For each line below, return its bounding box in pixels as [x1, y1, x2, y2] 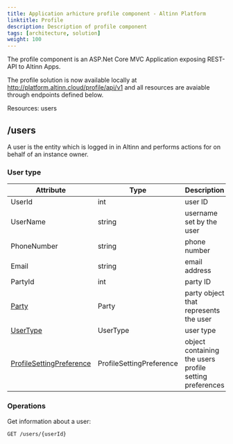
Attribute [35, 186, 67, 195]
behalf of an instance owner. [7, 150, 89, 158]
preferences [184, 380, 225, 390]
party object [184, 288, 225, 298]
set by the [184, 217, 217, 227]
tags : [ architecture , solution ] [7, 29, 101, 37]
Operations [7, 401, 46, 411]
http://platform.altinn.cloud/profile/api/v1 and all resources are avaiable [7, 83, 210, 92]
